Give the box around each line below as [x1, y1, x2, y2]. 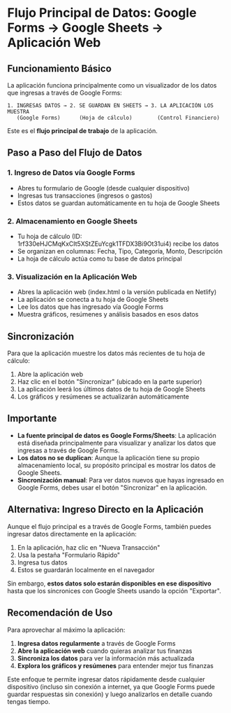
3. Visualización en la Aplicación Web [7, 272, 137, 282]
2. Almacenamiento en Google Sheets [7, 216, 138, 226]
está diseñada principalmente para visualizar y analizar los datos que [17, 438, 216, 447]
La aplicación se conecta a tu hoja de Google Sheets [17, 296, 169, 304]
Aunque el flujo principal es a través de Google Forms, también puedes [7, 522, 211, 530]
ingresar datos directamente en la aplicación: [7, 529, 137, 538]
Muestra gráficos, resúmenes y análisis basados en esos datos [17, 310, 199, 319]
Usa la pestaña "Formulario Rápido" [17, 551, 121, 559]
